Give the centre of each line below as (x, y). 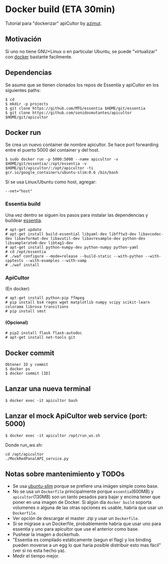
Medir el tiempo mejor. (36, 556)
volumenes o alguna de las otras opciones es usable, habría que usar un (88, 508)
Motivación (23, 39)
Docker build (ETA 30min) (60, 9)
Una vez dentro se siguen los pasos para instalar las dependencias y (77, 215)
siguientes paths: (23, 90)
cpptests (14, 261)
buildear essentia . (24, 220)
